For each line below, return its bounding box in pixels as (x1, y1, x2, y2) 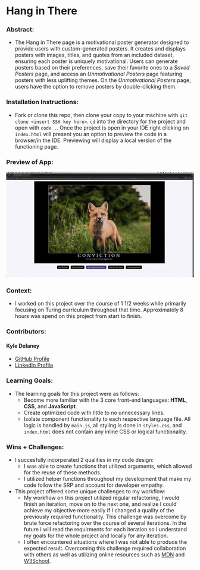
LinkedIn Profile (14, 361, 54, 369)
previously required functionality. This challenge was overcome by (23, 513, 187, 520)
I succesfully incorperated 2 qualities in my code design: (14, 456, 154, 463)
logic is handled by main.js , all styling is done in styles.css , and (23, 421, 182, 429)
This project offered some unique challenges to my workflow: (14, 488, 165, 495)
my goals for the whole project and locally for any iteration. (23, 532, 168, 539)
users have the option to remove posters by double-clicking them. (14, 83, 177, 90)
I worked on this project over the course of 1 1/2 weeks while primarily (14, 300, 186, 307)
